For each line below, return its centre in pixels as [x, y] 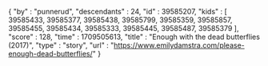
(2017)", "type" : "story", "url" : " [61, 45]
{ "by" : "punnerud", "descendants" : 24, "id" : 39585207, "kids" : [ [118, 12]
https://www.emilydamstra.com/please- [179, 45]
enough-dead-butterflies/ [51, 54]
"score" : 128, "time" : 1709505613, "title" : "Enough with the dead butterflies [134, 37]
